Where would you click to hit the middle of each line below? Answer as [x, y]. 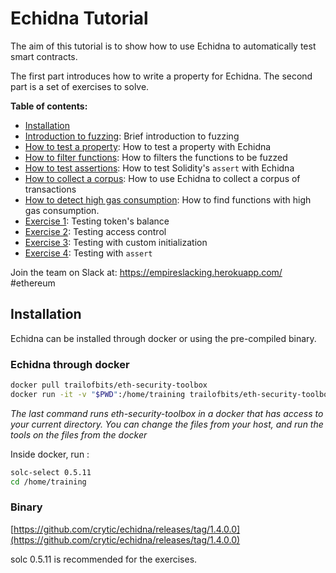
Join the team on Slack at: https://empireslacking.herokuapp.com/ [146, 272]
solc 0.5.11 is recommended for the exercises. [104, 559]
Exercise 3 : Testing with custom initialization [116, 242]
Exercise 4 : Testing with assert [88, 253]
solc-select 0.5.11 [51, 472]
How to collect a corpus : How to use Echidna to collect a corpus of [162, 178]
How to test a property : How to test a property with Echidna [148, 146]
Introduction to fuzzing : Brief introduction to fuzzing [132, 136]
